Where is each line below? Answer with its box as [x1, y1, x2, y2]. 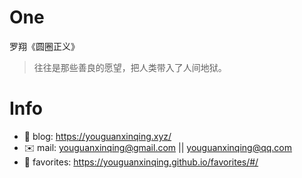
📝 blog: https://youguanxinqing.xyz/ [23, 130, 172, 142]
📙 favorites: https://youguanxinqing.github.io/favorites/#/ [23, 156, 259, 168]
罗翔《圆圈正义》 [9, 40, 80, 52]
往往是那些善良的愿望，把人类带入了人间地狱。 [33, 61, 227, 73]
